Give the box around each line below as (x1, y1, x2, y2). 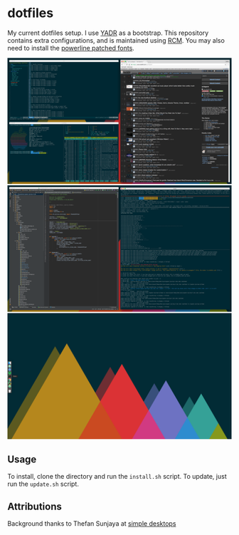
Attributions (7, 500, 63, 512)
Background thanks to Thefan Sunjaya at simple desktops (7, 519, 176, 528)
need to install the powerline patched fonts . (7, 43, 135, 52)
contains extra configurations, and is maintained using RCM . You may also (7, 36, 225, 44)
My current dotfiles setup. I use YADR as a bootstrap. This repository (7, 28, 209, 37)
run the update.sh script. (7, 479, 80, 489)
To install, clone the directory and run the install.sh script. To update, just (7, 472, 227, 481)
